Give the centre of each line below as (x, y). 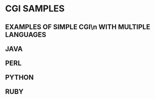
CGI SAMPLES (35, 9)
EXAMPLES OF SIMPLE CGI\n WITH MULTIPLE (78, 27)
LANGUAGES (26, 34)
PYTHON (19, 77)
